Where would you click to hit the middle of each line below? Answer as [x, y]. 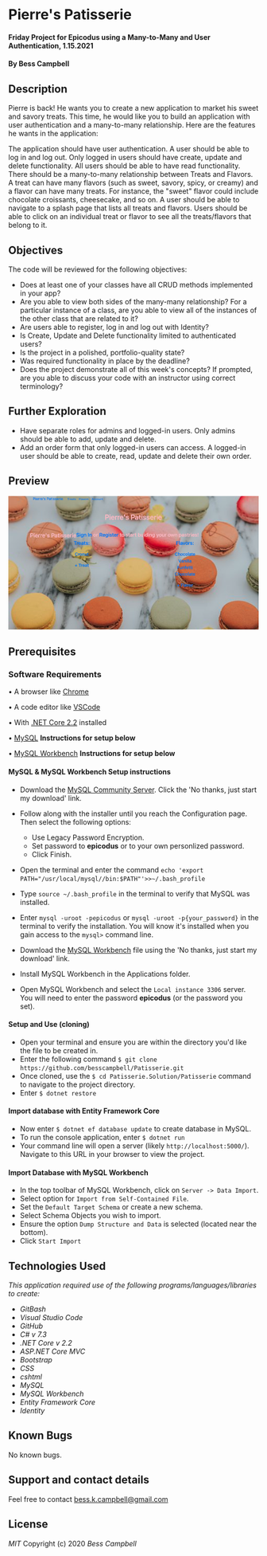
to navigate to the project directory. [77, 1084]
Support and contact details [79, 1480]
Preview [29, 481]
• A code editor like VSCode [54, 707]
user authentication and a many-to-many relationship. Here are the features [132, 125]
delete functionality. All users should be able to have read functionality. [124, 166]
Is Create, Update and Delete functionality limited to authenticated [128, 335]
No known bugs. [35, 1455]
